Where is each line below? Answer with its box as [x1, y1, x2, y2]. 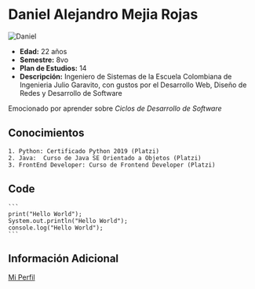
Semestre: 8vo [19, 55, 69, 64]
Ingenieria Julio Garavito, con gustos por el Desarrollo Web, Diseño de [19, 80, 247, 90]
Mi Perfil [8, 273, 35, 282]
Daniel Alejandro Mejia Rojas [8, 5, 199, 24]
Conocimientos [8, 126, 85, 140]
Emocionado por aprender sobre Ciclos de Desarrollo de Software [8, 104, 222, 113]
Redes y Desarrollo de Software [19, 88, 123, 97]
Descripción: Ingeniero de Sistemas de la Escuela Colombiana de [19, 71, 232, 81]
